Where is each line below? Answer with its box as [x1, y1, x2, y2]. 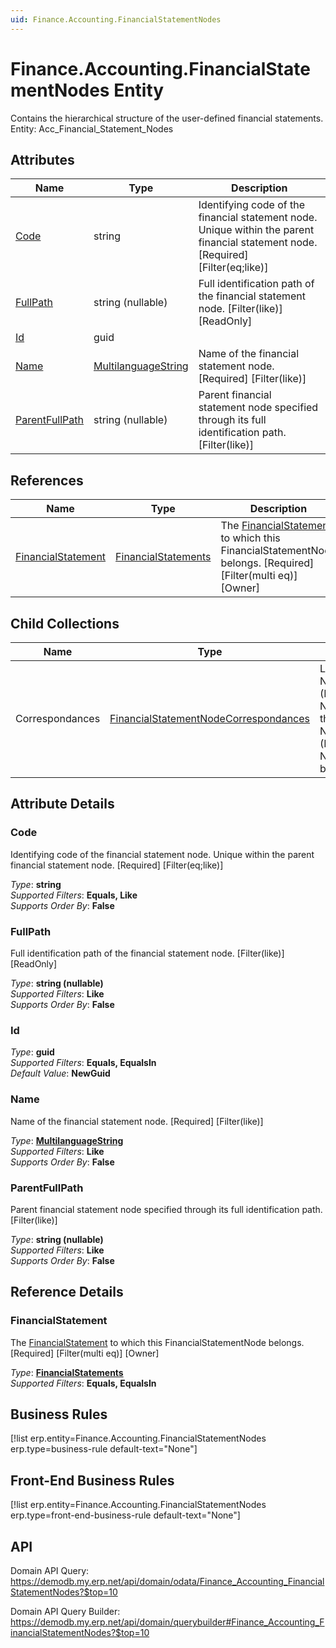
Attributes [10, 151, 75, 168]
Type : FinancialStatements [10, 1366, 124, 1378]
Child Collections [10, 615, 120, 632]
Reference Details [10, 1284, 124, 1301]
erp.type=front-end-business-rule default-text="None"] [10, 1509, 241, 1521]
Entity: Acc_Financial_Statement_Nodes [10, 122, 174, 135]
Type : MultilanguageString [10, 1134, 124, 1146]
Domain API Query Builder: [10, 1606, 121, 1617]
